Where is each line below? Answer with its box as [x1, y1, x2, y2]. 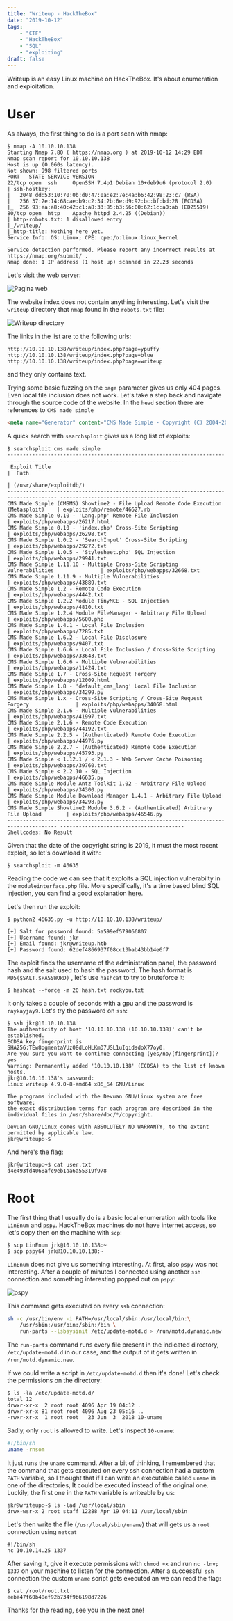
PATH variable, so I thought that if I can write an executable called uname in [7, 1473, 216, 1482]
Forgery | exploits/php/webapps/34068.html [7, 701, 178, 708]
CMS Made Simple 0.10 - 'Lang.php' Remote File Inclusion [7, 512, 178, 519]
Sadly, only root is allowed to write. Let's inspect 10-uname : [7, 1426, 175, 1434]
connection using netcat [7, 1527, 78, 1535]
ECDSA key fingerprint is [7, 1038, 82, 1045]
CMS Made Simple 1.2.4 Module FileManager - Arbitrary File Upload [7, 610, 207, 617]
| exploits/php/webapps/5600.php [7, 615, 104, 623]
